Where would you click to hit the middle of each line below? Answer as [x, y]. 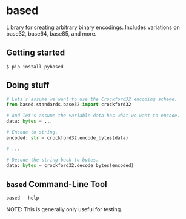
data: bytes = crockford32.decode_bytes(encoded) [70, 165]
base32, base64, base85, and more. [51, 33]
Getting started [36, 53]
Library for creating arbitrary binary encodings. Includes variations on [93, 27]
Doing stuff [28, 85]
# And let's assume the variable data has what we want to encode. [93, 116]
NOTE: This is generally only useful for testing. [64, 209]
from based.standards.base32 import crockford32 [69, 105]
